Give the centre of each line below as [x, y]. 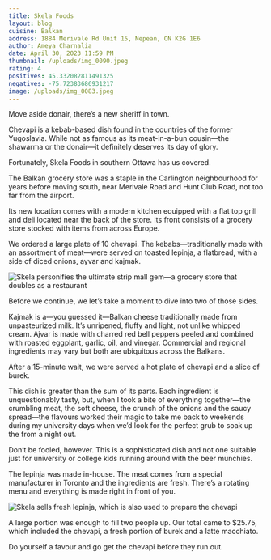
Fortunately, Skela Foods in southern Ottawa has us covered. [110, 163]
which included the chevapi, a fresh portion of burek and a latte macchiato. [133, 532]
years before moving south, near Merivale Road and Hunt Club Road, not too [136, 187]
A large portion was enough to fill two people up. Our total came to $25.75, [133, 523]
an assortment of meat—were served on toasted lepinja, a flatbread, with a [133, 252]
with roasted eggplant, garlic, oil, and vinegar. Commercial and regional [127, 343]
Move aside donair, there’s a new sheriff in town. [89, 114]
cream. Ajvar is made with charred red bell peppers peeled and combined [131, 334]
